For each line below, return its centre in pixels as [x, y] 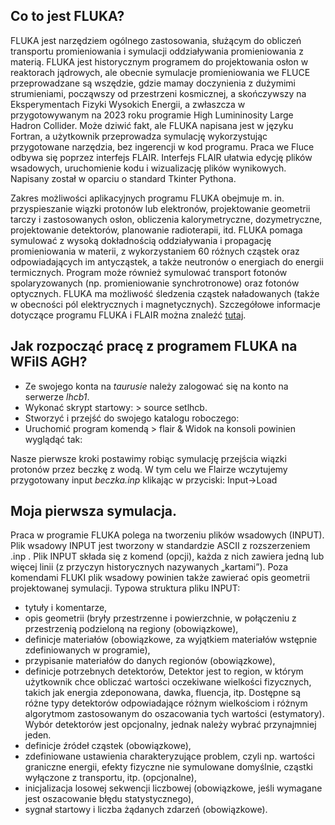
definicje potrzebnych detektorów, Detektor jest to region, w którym [164, 671]
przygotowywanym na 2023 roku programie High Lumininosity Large [152, 115]
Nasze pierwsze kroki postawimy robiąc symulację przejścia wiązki [148, 458]
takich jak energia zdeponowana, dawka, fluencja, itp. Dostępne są [163, 693]
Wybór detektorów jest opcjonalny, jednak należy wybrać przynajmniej [170, 725]
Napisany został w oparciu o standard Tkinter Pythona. [123, 178]
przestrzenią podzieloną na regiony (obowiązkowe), [131, 629]
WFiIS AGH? [49, 362]
